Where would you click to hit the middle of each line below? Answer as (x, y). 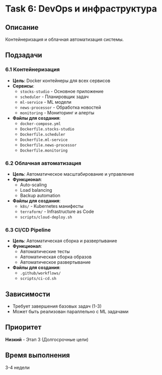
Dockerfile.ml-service (44, 140)
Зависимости (28, 294)
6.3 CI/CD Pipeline (28, 230)
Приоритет (23, 327)
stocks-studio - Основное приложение (62, 91)
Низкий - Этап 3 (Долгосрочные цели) (47, 339)
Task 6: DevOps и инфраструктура (81, 9)
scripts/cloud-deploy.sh (46, 217)
